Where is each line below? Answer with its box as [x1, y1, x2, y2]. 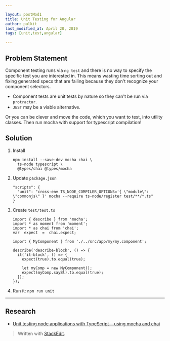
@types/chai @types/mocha [17, 166, 72, 171]
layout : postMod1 [5, 12, 42, 17]
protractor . [12, 98, 37, 104]
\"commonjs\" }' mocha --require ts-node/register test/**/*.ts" [12, 194, 153, 199]
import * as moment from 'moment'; [12, 221, 88, 226]
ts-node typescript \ [17, 162, 63, 167]
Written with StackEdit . [17, 330, 66, 336]
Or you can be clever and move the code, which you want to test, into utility [5, 113, 163, 120]
